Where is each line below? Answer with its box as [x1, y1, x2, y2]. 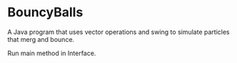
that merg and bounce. [7, 35, 75, 43]
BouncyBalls [7, 4, 84, 21]
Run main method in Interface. [7, 49, 96, 57]
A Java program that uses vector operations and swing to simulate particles [7, 28, 230, 36]
